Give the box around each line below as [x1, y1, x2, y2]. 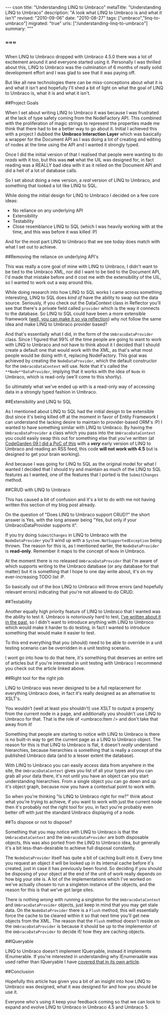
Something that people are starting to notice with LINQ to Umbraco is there [5, 731, 160, 737]
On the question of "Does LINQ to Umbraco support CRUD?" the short [5, 511, 150, 517]
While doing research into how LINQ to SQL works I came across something [5, 289, 162, 295]
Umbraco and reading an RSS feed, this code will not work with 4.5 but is [5, 445, 158, 452]
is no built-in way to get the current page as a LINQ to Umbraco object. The [5, 736, 161, 742]
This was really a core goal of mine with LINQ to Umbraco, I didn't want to [5, 263, 158, 269]
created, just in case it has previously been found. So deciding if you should [5, 865, 162, 871]
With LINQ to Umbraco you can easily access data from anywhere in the [5, 762, 154, 768]
